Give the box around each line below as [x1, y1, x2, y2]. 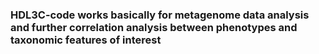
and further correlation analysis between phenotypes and [10, 20, 298, 34]
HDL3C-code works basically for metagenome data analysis [10, 8, 310, 22]
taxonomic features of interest [10, 33, 162, 47]
